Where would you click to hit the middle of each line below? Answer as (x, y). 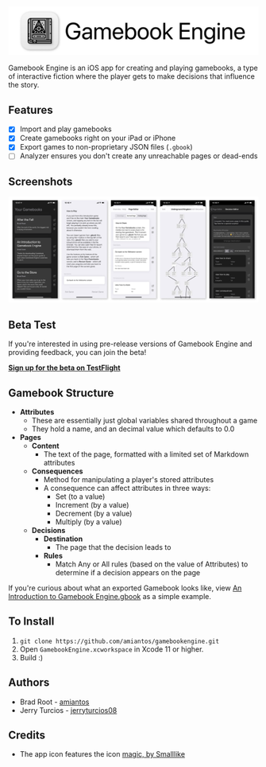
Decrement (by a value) (94, 514)
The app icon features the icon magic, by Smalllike (102, 754)
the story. (24, 85)
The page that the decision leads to (113, 547)
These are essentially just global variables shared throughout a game (145, 421)
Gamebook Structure (61, 393)
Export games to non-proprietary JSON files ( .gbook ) (106, 147)
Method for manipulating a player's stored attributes (129, 480)
